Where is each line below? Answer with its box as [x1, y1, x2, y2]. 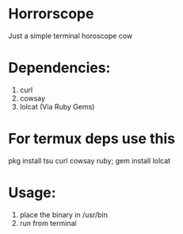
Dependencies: [8, 59, 111, 77]
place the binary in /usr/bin [19, 209, 109, 219]
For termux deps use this [8, 130, 176, 148]
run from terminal [19, 218, 77, 228]
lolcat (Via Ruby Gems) [19, 102, 95, 111]
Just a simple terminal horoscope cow [8, 31, 133, 40]
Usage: [8, 184, 57, 201]
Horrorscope [8, 5, 94, 23]
